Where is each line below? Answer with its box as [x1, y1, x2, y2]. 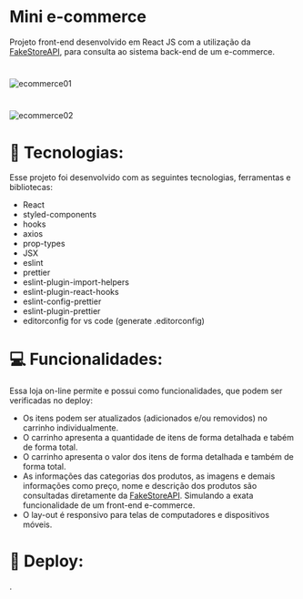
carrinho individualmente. [22, 422, 119, 433]
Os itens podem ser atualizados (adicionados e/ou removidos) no [22, 412, 268, 424]
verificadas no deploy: [9, 395, 94, 406]
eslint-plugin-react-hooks [22, 287, 120, 298]
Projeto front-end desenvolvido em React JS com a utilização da [9, 36, 251, 47]
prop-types [22, 239, 66, 249]
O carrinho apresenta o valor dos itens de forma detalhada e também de [22, 452, 294, 462]
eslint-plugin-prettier [22, 306, 101, 317]
